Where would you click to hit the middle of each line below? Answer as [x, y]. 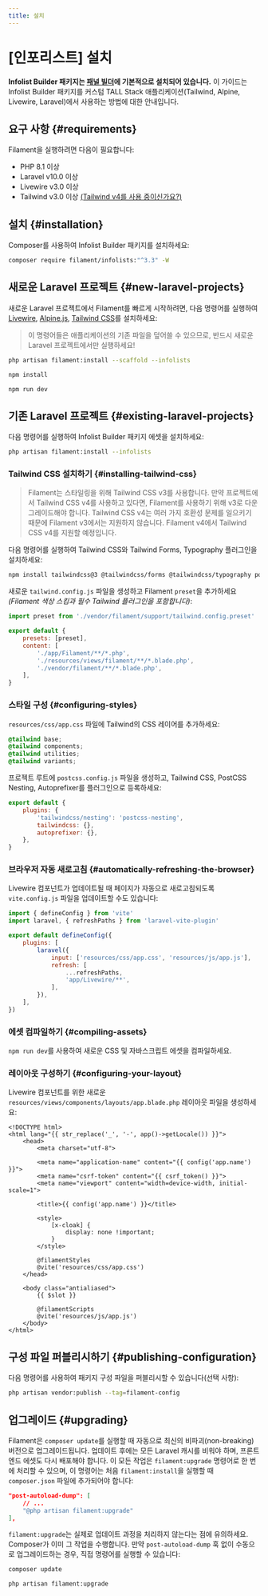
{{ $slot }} [57, 1296]
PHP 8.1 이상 [39, 167]
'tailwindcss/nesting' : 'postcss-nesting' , [110, 818]
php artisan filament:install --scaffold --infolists [100, 360]
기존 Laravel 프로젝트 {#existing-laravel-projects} [131, 416]
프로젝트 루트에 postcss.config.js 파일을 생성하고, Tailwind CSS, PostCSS [128, 778]
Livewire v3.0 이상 [49, 187]
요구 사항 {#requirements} [73, 129]
